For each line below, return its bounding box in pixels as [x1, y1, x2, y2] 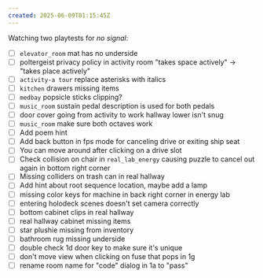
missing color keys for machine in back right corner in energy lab [19, 190, 230, 199]
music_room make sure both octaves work [19, 119, 153, 128]
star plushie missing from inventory [19, 225, 134, 235]
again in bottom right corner [19, 163, 111, 173]
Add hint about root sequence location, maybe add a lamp [19, 180, 208, 190]
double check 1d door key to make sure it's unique [19, 243, 183, 252]
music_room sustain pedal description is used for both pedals [19, 101, 215, 110]
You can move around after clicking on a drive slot [19, 146, 182, 155]
